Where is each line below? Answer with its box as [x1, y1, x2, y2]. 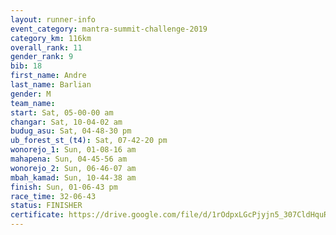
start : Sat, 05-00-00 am [10, 107, 114, 118]
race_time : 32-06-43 [10, 191, 97, 201]
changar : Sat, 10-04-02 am [10, 117, 123, 127]
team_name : [10, 98, 56, 108]
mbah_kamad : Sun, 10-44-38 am [10, 172, 137, 183]
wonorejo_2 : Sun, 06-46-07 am [10, 163, 137, 173]
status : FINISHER [10, 201, 83, 211]
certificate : [10, 210, 65, 220]
